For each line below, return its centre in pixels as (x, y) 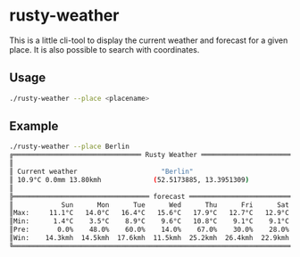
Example (34, 126)
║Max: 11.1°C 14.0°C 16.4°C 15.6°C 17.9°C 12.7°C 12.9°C (150, 213)
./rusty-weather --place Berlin (69, 147)
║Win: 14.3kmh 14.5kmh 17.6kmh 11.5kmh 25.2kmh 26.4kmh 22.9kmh (150, 238)
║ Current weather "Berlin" (101, 172)
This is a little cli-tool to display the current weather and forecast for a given (149, 40)
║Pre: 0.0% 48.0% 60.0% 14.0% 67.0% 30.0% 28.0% (150, 230)
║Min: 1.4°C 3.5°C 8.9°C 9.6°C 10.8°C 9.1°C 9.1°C (150, 221)
